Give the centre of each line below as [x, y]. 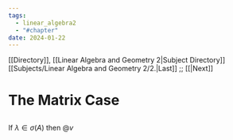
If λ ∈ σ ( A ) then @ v [41, 127]
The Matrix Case [64, 100]
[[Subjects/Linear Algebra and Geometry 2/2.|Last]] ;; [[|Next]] [111, 69]
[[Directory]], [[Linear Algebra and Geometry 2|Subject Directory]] [117, 60]
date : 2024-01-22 [37, 38]
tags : [17, 15]
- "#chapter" [37, 30]
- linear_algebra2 [46, 23]
